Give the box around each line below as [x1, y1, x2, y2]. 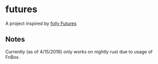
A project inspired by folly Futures [5, 20, 77, 26]
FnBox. [5, 54, 21, 60]
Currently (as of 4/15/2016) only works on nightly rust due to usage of [5, 48, 153, 54]
